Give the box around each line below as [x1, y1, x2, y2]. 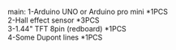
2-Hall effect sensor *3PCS [7, 15, 100, 25]
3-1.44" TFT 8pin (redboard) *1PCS [7, 24, 127, 33]
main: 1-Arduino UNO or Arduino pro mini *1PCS [7, 7, 168, 16]
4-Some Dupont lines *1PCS [7, 32, 103, 42]
